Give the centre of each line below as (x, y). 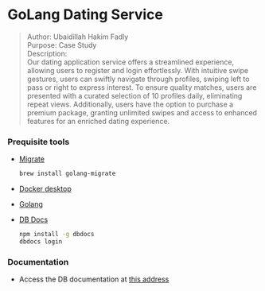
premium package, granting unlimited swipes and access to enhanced (142, 112)
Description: (47, 53)
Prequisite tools (39, 142)
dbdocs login (41, 241)
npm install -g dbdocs (57, 235)
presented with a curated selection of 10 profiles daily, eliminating (134, 95)
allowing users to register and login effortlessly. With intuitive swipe (137, 70)
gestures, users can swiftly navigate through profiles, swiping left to (138, 79)
